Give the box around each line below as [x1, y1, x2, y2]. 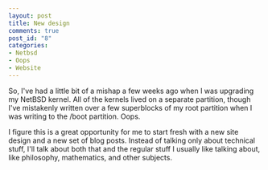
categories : [8, 42, 48, 50]
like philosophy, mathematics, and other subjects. [8, 152, 173, 162]
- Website [8, 64, 42, 72]
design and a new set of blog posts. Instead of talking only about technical [8, 136, 256, 145]
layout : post [8, 11, 52, 20]
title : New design [8, 19, 70, 27]
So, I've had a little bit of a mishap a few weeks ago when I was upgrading [8, 86, 254, 95]
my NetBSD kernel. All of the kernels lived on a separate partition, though [8, 94, 251, 104]
